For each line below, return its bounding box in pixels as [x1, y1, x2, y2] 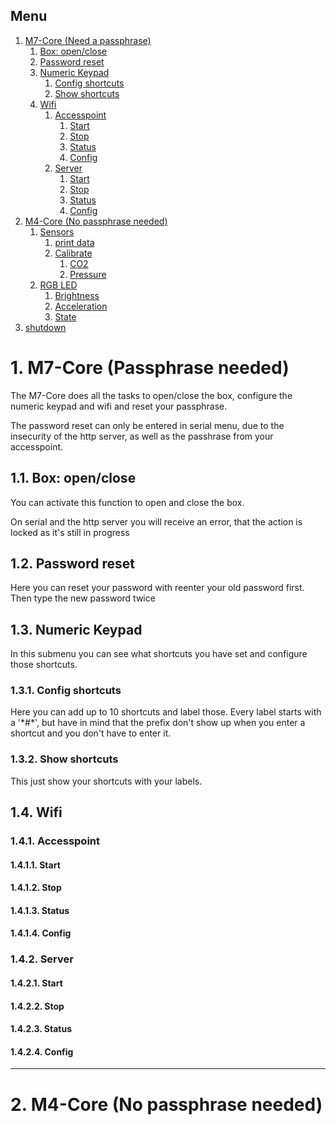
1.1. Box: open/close [10, 470, 137, 487]
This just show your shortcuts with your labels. [10, 775, 203, 787]
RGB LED [39, 279, 78, 291]
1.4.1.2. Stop [10, 882, 62, 894]
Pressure [69, 268, 107, 280]
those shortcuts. [10, 659, 78, 671]
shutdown [24, 321, 67, 333]
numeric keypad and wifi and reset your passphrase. [10, 400, 228, 412]
